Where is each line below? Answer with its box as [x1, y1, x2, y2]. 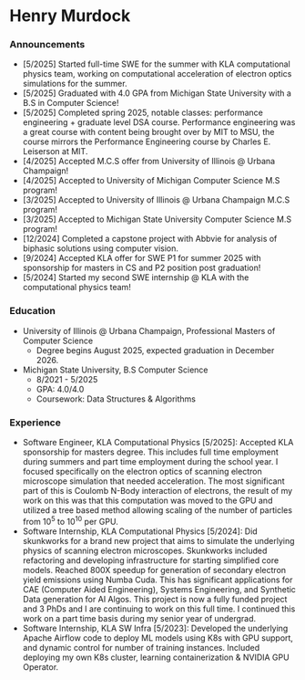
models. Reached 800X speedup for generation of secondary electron [22, 564, 287, 575]
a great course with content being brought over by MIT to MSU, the [22, 127, 275, 138]
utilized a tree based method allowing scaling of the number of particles [22, 505, 293, 516]
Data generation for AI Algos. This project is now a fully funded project [22, 593, 288, 604]
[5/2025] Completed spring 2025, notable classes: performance [22, 107, 264, 119]
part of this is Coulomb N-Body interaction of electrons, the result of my [22, 486, 293, 497]
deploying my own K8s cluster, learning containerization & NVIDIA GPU [22, 652, 290, 663]
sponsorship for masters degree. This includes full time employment [22, 446, 280, 457]
